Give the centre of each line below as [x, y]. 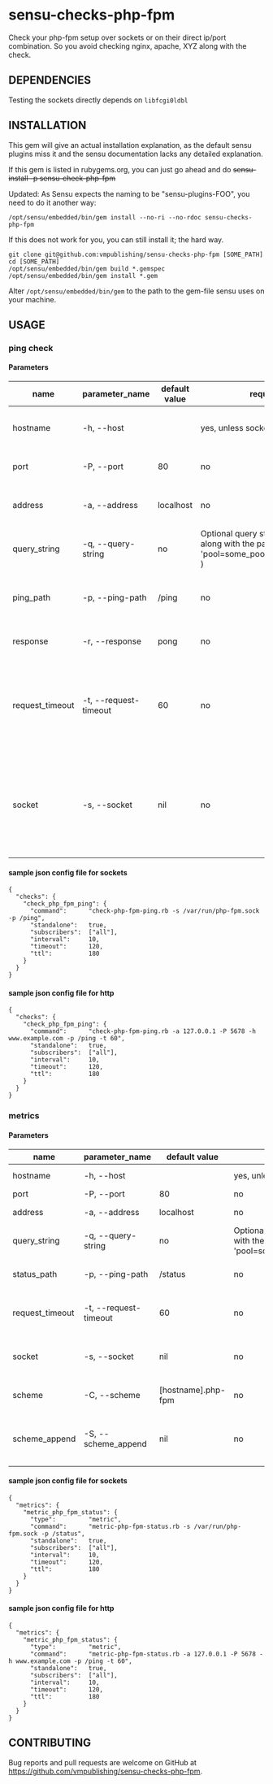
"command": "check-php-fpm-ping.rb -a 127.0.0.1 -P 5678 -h [143, 1031]
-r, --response [112, 641]
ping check [31, 348]
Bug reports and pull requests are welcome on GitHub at [103, 1762]
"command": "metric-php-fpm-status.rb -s [110, 1526]
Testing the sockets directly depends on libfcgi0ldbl [98, 100]
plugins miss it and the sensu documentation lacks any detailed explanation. [136, 154]
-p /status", [63, 1534]
